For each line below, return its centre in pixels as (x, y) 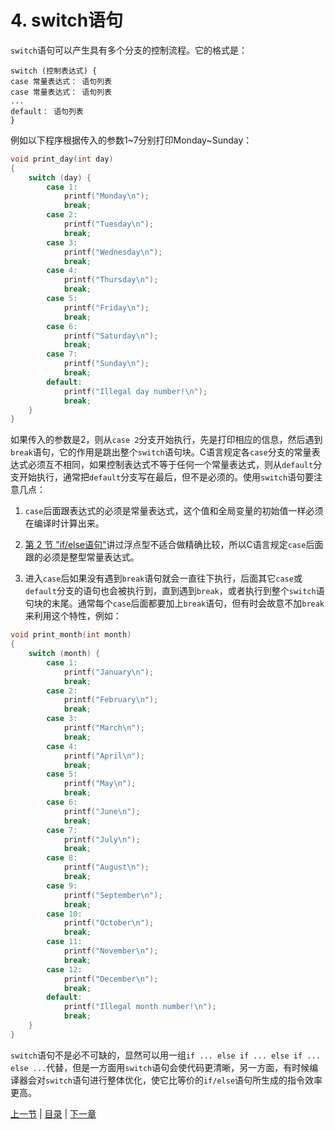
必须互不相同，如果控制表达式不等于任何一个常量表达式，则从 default (170, 465)
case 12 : (64, 969)
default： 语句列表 (47, 111)
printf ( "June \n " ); (102, 811)
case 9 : (62, 886)
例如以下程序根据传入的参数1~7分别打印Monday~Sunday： (131, 140)
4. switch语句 (67, 20)
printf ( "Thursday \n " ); (111, 280)
